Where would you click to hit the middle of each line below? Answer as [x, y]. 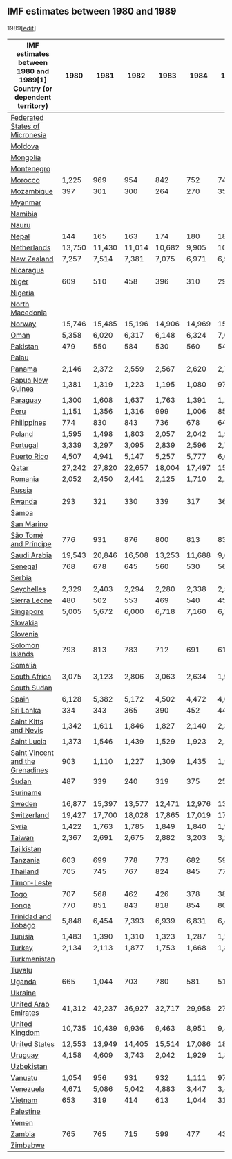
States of [25, 126]
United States [33, 1044]
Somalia [23, 665]
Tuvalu [21, 970]
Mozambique [32, 191]
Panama [24, 369]
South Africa [31, 677]
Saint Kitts [27, 722]
